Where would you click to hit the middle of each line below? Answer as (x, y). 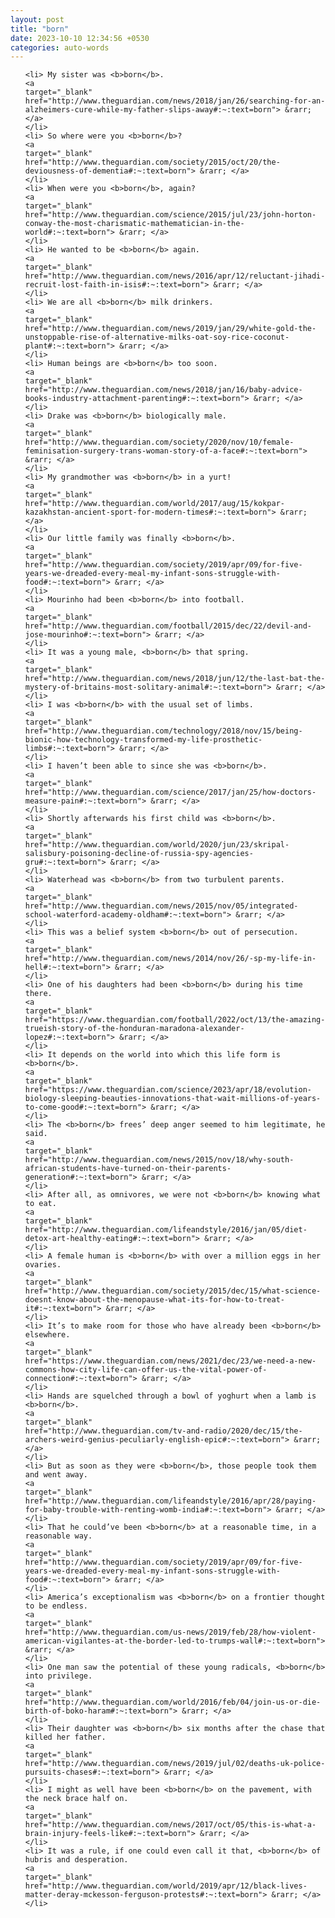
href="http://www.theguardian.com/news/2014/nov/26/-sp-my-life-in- (170, 959)
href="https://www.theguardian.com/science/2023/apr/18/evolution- (168, 1090)
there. (38, 994)
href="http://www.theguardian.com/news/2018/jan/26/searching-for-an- (175, 101)
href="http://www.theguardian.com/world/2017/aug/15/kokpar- (155, 504)
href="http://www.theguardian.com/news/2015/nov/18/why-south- (159, 1160)
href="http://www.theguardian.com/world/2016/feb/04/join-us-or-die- (173, 1702)
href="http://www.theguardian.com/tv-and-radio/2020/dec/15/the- (163, 1431)
